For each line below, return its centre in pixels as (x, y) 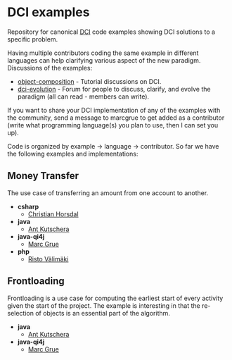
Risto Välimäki (48, 259)
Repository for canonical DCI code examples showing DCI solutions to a (111, 32)
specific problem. (33, 39)
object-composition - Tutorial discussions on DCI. (89, 81)
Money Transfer (43, 176)
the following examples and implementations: (73, 154)
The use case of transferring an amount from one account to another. (108, 193)
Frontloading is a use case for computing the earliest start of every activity (115, 298)
